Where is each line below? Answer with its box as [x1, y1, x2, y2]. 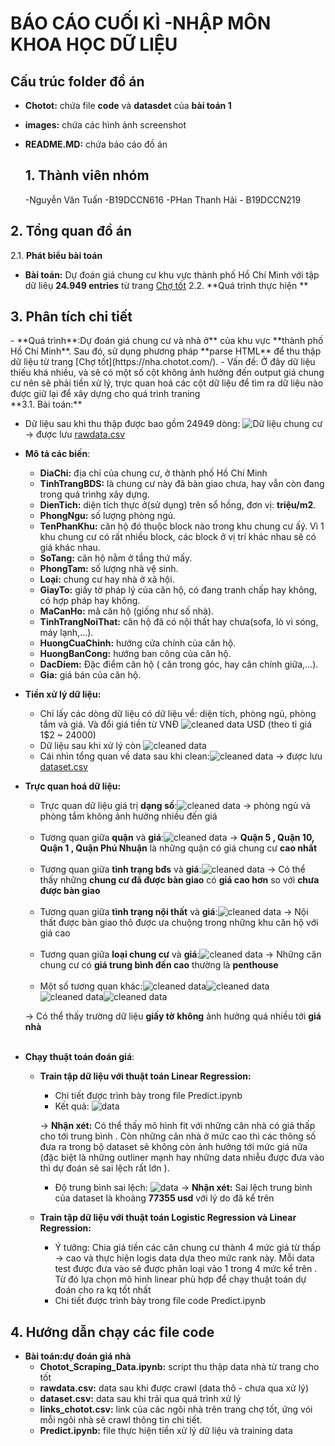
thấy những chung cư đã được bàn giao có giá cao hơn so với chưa [39, 874, 320, 886]
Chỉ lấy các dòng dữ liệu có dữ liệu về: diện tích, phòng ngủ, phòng [39, 708, 317, 720]
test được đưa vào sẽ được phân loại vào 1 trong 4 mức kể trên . [54, 1263, 318, 1275]
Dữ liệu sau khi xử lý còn [39, 740, 142, 752]
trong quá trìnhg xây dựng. [39, 488, 150, 501]
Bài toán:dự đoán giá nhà [24, 1350, 132, 1362]
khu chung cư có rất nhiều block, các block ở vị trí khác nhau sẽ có [39, 531, 317, 543]
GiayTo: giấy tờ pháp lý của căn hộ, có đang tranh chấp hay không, [39, 584, 318, 596]
